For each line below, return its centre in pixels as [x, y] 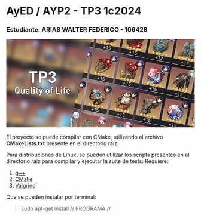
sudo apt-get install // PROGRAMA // [66, 208]
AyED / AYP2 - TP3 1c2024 [74, 11]
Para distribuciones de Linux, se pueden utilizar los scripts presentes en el [98, 155]
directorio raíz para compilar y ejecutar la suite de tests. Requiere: [87, 161]
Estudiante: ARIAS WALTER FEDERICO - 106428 [77, 30]
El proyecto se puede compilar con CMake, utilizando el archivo [85, 137]
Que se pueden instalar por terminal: [51, 197]
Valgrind [25, 185]
